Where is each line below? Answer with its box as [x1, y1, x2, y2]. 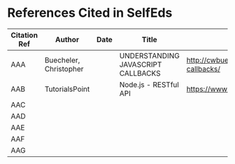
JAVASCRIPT [119, 60, 162, 69]
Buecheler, [44, 55, 80, 64]
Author [55, 34, 79, 44]
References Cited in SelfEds [7, 5, 173, 21]
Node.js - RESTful [119, 79, 180, 89]
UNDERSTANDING [119, 50, 180, 60]
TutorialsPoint [44, 84, 90, 94]
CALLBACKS [119, 68, 161, 78]
